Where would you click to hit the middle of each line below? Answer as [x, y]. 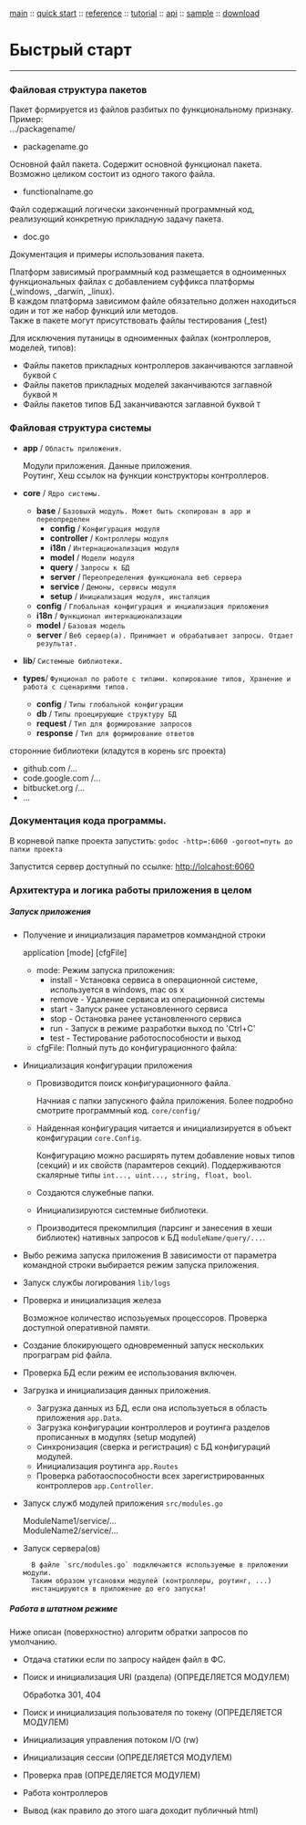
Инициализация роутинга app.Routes [107, 1466]
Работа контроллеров [65, 1792]
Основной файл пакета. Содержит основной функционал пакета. [136, 164]
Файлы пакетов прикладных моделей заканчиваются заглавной [148, 385]
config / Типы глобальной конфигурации [110, 704]
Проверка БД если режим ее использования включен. [129, 1373]
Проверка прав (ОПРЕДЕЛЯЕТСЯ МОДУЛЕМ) [112, 1775]
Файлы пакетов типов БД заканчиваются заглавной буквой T [142, 404]
